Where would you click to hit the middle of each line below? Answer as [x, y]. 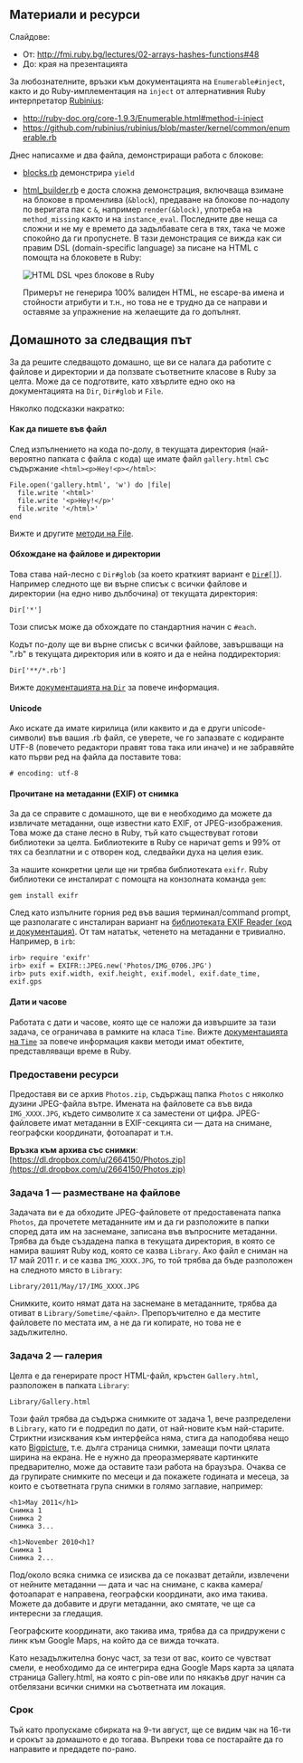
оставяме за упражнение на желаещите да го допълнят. [132, 311]
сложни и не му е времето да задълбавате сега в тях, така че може [154, 228]
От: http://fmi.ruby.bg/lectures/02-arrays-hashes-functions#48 [141, 54]
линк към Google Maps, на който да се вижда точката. [114, 1640]
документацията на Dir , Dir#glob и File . [87, 391]
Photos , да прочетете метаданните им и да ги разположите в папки [139, 1222]
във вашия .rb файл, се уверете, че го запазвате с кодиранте [166, 738]
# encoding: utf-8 [44, 774]
